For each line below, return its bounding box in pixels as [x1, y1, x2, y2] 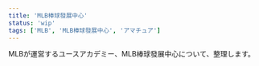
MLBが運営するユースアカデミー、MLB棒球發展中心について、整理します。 [8, 49, 256, 59]
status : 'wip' [8, 19, 56, 27]
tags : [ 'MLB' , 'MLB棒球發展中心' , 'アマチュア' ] [8, 26, 161, 34]
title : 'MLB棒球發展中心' [8, 11, 88, 20]
